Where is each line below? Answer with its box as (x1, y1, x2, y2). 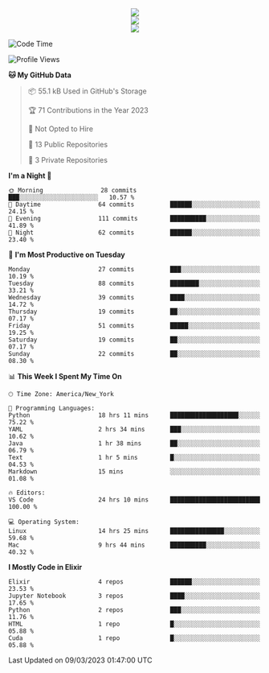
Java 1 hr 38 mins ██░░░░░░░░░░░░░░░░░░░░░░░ (8, 440, 261, 448)
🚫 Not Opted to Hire (27, 124, 94, 134)
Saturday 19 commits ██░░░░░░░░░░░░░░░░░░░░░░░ (8, 336, 261, 344)
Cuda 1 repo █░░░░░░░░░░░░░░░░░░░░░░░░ (8, 634, 261, 642)
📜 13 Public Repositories (27, 140, 108, 149)
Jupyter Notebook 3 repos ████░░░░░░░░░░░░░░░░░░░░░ (8, 592, 261, 600)
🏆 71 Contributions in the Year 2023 (27, 105, 149, 115)
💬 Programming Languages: (8, 404, 95, 412)
